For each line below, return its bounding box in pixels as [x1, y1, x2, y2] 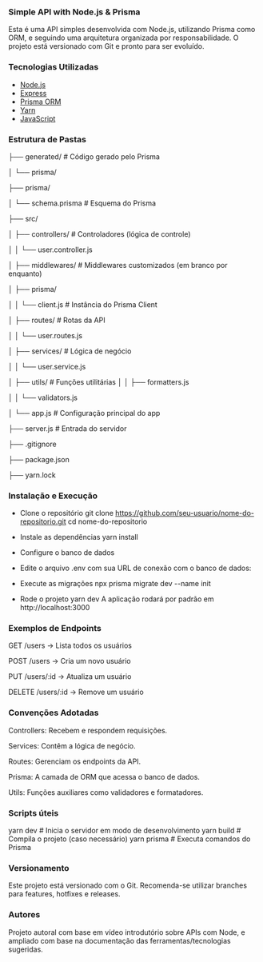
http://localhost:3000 [19, 603, 90, 613]
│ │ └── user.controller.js [8, 245, 94, 254]
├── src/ [8, 214, 38, 223]
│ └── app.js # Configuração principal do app [8, 408, 161, 417]
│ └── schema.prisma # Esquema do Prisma [8, 198, 157, 208]
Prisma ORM [19, 97, 62, 106]
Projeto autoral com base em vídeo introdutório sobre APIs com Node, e [8, 927, 245, 937]
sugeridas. [8, 944, 44, 954]
